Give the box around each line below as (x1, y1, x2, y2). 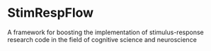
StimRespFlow (7, 5, 94, 21)
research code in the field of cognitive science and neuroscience (7, 35, 197, 43)
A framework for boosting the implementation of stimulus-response (7, 28, 204, 36)
